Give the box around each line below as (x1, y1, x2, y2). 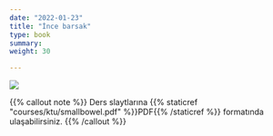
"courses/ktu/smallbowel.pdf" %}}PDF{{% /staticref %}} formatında (9, 106, 264, 118)
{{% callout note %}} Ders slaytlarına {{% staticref (9, 97, 198, 108)
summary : (9, 38, 43, 48)
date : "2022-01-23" (9, 13, 84, 23)
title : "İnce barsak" (9, 22, 92, 31)
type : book (9, 30, 51, 39)
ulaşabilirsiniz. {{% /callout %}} (9, 116, 127, 127)
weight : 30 (9, 47, 51, 56)
